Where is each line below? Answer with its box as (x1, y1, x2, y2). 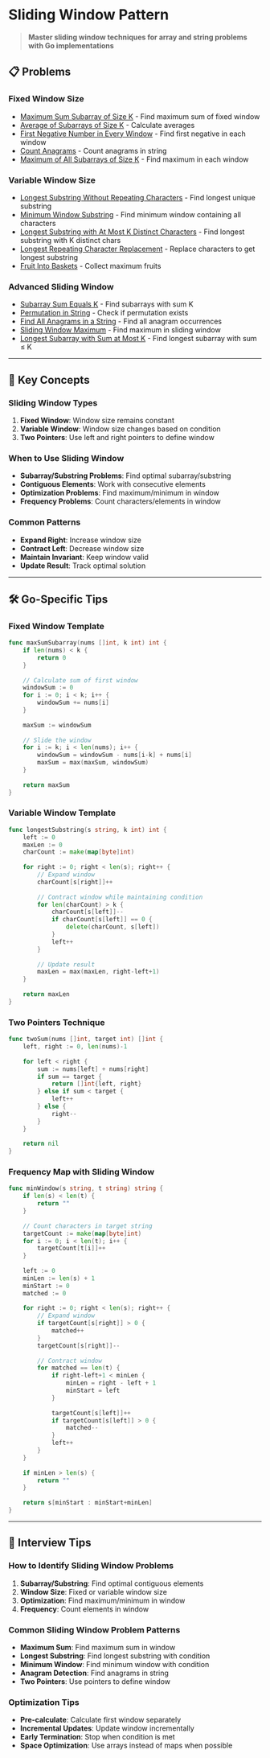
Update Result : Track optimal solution (19, 561, 146, 570)
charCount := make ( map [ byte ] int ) (22, 848, 135, 856)
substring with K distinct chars (19, 235, 121, 245)
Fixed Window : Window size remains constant (19, 415, 174, 425)
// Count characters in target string (22, 1221, 153, 1230)
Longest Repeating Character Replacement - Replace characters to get (19, 244, 256, 253)
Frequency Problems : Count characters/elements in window (19, 496, 221, 506)
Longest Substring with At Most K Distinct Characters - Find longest (19, 227, 245, 237)
